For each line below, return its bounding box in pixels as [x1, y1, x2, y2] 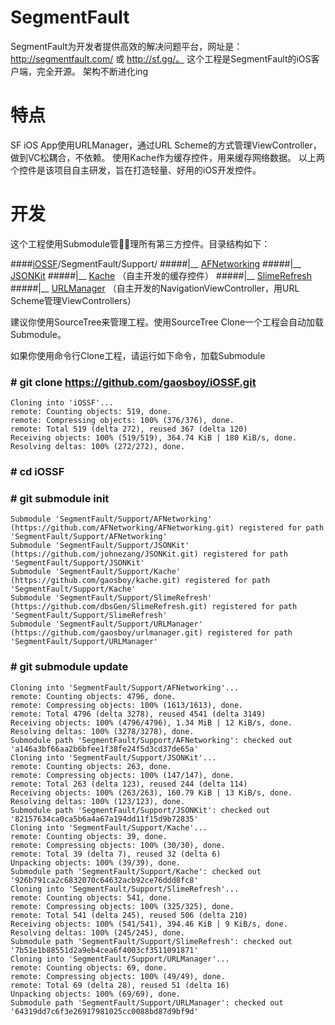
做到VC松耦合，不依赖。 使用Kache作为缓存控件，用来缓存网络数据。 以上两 [10, 151, 325, 163]
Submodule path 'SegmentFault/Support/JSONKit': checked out [10, 805, 271, 815]
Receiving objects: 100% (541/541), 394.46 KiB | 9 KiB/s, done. [10, 919, 288, 929]
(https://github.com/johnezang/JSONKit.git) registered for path [10, 549, 288, 560]
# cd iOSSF [10, 465, 65, 479]
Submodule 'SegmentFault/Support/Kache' [10, 567, 182, 577]
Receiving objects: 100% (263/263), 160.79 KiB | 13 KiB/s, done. [10, 787, 293, 798]
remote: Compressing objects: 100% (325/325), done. [10, 901, 235, 911]
